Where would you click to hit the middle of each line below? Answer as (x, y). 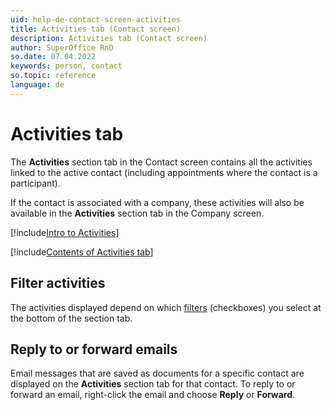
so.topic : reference (53, 76)
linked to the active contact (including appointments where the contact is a (164, 172)
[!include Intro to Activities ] (65, 232)
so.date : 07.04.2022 (53, 57)
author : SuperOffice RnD (62, 47)
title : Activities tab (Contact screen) (96, 29)
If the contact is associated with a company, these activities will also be (157, 202)
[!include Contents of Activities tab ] (82, 252)
